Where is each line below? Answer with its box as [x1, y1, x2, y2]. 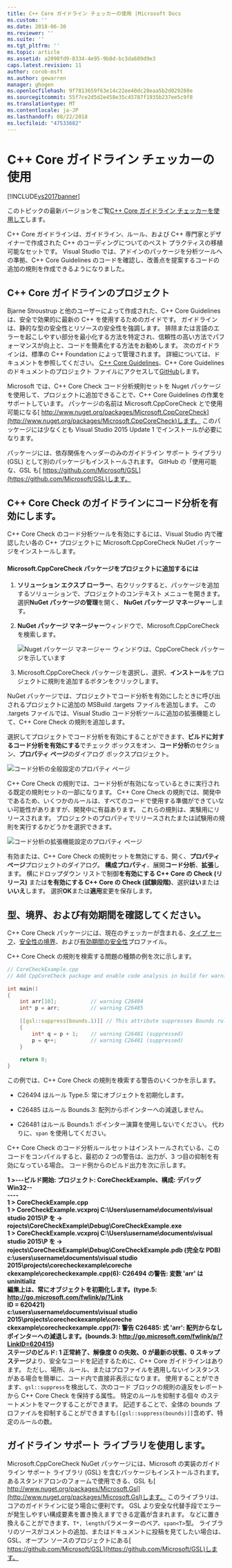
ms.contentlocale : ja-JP [7, 107, 79, 114]
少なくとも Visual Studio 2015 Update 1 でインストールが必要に [43, 426, 223, 434]
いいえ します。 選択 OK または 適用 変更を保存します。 [7, 887, 157, 895]
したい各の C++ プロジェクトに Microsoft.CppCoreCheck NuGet [12, 539, 196, 547]
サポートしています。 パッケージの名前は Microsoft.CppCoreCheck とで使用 [7, 399, 223, 408]
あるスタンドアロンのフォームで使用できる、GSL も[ [7, 1476, 156, 1485]
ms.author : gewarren [7, 74, 67, 82]
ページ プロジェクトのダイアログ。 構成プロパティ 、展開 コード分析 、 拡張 [7, 861, 214, 869]
